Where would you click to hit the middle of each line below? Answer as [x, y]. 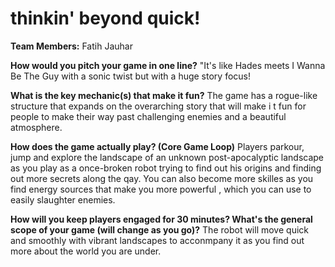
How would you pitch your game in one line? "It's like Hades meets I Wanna [168, 65]
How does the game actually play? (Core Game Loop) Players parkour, [157, 146]
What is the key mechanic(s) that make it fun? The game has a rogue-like [164, 95]
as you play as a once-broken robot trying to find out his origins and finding [166, 168]
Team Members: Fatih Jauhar [71, 46]
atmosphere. [36, 127]
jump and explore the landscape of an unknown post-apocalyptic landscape [167, 157]
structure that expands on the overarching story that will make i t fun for [158, 106]
